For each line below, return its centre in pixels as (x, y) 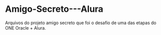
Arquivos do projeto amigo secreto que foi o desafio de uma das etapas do (81, 23)
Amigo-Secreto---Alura (54, 9)
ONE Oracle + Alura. (26, 28)
